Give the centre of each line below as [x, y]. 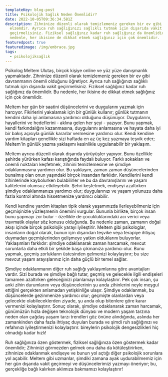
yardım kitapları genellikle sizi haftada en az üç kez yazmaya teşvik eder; [80, 139]
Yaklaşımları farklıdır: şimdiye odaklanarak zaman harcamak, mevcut [75, 243]
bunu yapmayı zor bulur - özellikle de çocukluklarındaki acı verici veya [77, 217]
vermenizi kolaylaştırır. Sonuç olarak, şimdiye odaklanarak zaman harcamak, [84, 306]
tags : [11, 52]
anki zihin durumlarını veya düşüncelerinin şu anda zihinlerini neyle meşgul [82, 285]
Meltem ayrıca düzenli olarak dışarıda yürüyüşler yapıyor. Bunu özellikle [79, 154]
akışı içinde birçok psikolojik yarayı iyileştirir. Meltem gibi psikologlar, [76, 227]
